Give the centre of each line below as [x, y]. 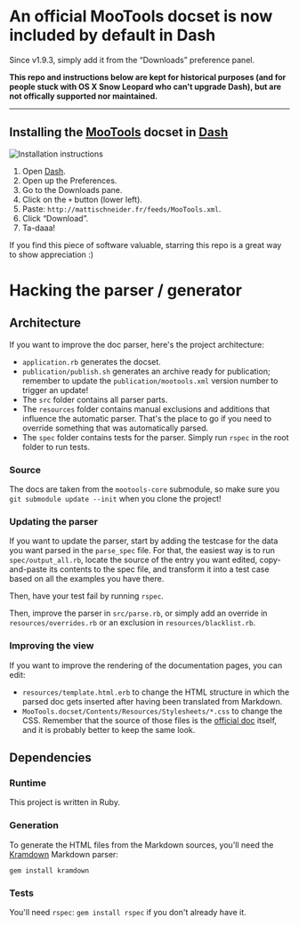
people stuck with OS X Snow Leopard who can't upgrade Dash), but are [145, 86]
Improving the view [52, 646]
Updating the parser [53, 521]
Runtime [28, 783]
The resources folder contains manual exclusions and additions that [146, 409]
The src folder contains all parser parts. [95, 399]
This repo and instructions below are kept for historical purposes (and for [148, 76]
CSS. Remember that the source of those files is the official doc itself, [149, 720]
